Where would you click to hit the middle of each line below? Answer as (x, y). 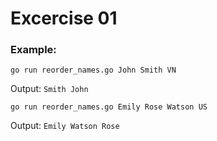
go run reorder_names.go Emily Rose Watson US (109, 107)
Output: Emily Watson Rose (65, 126)
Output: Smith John (49, 89)
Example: (33, 50)
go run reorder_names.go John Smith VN (93, 70)
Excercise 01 (64, 18)
